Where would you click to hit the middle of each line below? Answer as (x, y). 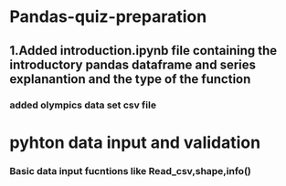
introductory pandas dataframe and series (133, 64)
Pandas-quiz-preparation (108, 17)
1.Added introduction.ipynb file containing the (143, 51)
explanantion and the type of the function (130, 79)
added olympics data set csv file (83, 105)
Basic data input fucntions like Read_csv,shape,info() (130, 170)
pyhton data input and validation (135, 142)
